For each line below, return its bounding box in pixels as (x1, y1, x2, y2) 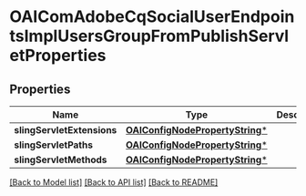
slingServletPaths (14, 139, 94, 151)
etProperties (9, 46, 107, 66)
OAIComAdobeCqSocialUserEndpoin (9, 6, 295, 27)
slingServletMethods (14, 153, 107, 166)
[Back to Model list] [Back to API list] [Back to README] (9, 177, 219, 188)
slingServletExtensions (14, 124, 117, 136)
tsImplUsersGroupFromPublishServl (9, 26, 290, 46)
